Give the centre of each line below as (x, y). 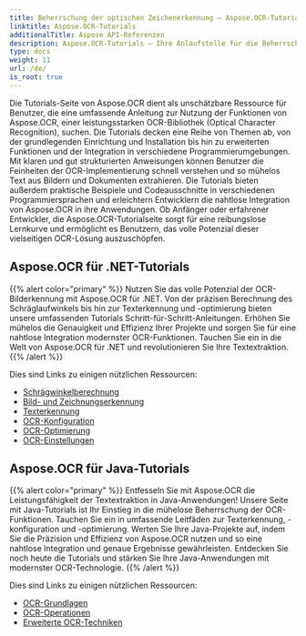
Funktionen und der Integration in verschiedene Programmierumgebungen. (150, 151)
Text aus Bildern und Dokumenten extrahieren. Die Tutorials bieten (134, 180)
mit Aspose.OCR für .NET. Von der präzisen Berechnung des (179, 298)
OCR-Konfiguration (58, 420)
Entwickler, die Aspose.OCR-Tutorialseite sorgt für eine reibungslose (138, 218)
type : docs (30, 52)
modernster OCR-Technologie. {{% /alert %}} (95, 568)
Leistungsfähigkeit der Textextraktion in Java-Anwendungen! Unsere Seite (149, 500)
